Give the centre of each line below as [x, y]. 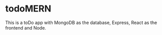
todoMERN [28, 9]
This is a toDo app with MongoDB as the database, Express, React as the [81, 22]
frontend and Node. [26, 27]
